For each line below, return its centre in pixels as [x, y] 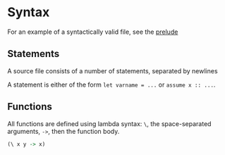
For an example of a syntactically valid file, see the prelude [93, 32]
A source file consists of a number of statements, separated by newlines [112, 70]
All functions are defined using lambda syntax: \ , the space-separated [109, 123]
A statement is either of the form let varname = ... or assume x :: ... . [111, 85]
